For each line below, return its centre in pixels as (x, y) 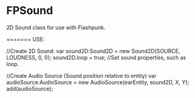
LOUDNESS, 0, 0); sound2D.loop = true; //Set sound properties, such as (96, 57)
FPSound (30, 11)
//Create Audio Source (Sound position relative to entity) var (81, 75)
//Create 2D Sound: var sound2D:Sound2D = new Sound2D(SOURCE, (93, 51)
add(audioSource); (30, 88)
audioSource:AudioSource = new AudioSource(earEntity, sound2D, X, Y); (98, 82)
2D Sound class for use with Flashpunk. (56, 27)
